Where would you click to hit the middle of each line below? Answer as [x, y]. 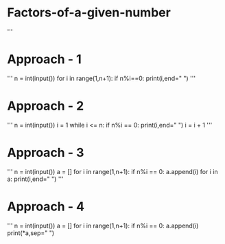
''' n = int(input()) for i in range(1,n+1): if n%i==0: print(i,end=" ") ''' [102, 78]
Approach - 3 [46, 153]
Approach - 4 [46, 206]
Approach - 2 [46, 106]
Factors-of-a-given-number [89, 13]
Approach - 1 [44, 59]
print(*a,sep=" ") [31, 233]
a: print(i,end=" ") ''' [35, 179]
